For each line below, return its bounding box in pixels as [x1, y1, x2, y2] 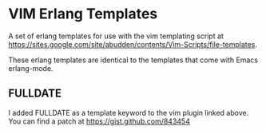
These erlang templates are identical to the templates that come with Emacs [8, 55, 258, 65]
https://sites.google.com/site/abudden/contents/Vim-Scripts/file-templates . [8, 39, 258, 49]
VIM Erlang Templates [8, 5, 158, 23]
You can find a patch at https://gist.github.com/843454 [8, 116, 190, 126]
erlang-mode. [8, 63, 54, 73]
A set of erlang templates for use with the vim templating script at [8, 31, 224, 41]
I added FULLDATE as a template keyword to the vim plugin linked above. [8, 108, 249, 117]
